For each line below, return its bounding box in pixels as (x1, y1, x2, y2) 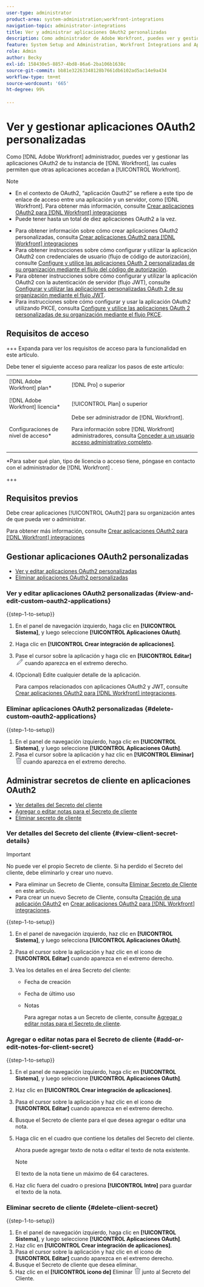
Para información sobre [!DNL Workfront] (71, 426, 175, 432)
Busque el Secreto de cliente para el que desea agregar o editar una (15, 1116, 186, 1124)
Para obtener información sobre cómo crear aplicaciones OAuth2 (15, 227, 178, 234)
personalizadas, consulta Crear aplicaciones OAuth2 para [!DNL (15, 233, 175, 241)
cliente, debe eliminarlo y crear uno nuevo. (6, 869, 114, 876)
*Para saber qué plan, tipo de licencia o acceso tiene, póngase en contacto (6, 457, 195, 465)
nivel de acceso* (8, 432, 52, 439)
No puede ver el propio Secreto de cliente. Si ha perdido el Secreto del (6, 862, 183, 870)
